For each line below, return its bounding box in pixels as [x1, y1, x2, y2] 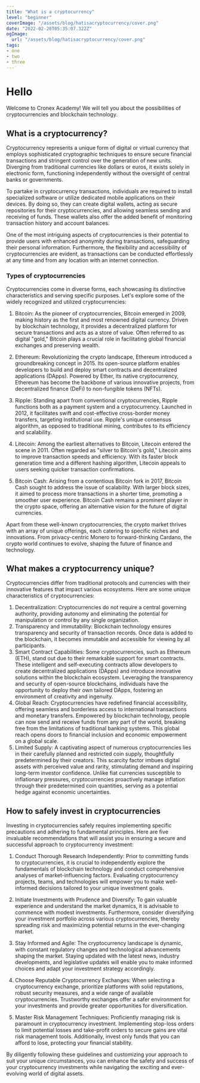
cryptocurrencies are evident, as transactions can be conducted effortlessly [6, 250, 193, 258]
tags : [6, 43, 20, 49]
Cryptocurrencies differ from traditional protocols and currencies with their [6, 579, 190, 586]
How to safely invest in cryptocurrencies [6, 806, 161, 816]
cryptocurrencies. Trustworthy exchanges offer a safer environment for [14, 996, 191, 1003]
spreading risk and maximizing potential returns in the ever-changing [14, 922, 185, 929]
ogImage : [6, 31, 28, 37]
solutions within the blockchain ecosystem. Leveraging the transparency [14, 674, 193, 681]
